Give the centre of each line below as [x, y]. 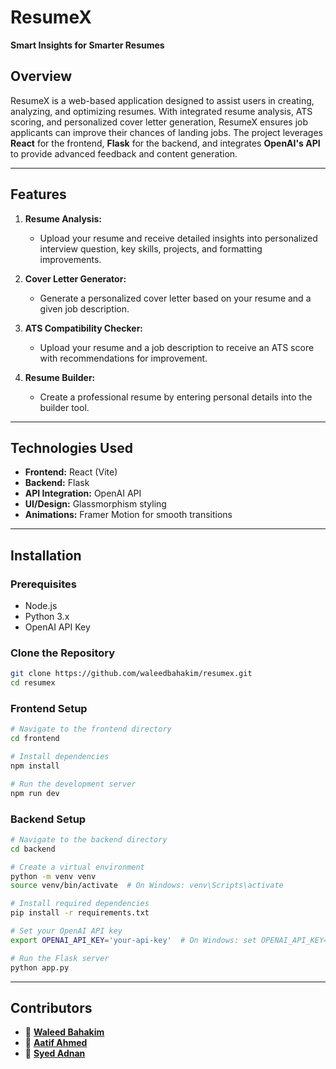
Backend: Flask [57, 483]
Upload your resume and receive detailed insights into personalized [178, 238]
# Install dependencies [60, 757]
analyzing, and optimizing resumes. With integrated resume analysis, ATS [161, 111]
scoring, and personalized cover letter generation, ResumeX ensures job [159, 122]
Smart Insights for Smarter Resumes [87, 45]
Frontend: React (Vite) [71, 472]
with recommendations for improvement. [123, 358]
